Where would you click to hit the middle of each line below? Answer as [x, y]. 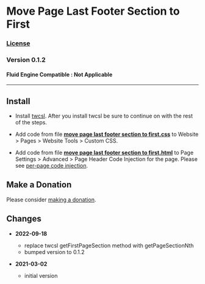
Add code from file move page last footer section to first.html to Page [104, 153]
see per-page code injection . [52, 166]
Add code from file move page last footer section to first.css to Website [107, 134]
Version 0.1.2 [26, 60]
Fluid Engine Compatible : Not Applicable [59, 74]
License [18, 43]
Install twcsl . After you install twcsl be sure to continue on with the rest [104, 116]
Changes [24, 219]
